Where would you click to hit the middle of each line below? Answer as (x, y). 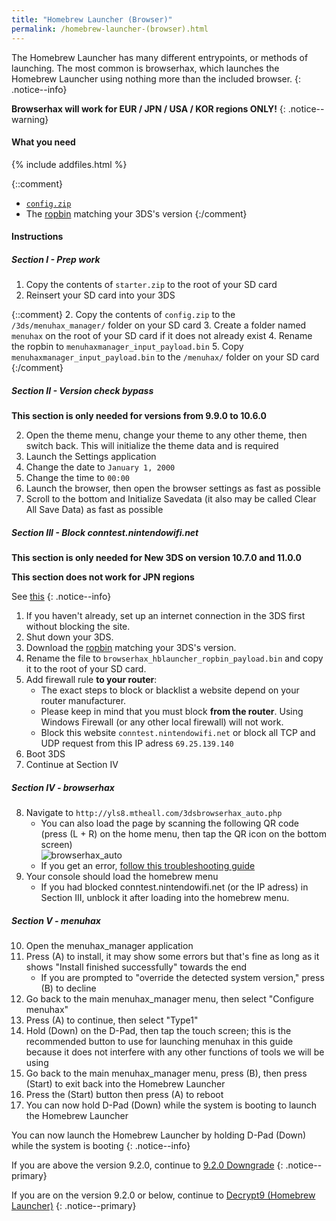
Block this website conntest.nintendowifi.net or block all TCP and (178, 733)
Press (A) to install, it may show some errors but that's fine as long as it (172, 957)
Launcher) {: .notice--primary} (74, 1206)
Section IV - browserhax (63, 787)
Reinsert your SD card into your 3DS (100, 295)
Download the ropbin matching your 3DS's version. (131, 648)
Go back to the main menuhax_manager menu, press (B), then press (166, 1073)
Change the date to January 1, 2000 (100, 467)
